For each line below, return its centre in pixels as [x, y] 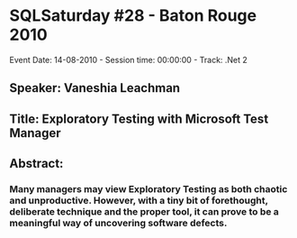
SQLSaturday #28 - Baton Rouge [133, 16]
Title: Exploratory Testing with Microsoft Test [139, 119]
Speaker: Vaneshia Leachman [95, 88]
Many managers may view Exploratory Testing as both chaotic [148, 189]
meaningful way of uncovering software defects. [118, 224]
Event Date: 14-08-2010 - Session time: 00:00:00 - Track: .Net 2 [128, 59]
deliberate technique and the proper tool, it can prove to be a [144, 212]
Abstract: [36, 164]
